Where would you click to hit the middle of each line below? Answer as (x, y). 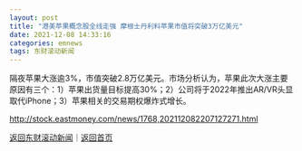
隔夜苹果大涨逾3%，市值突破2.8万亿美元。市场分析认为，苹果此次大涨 (141, 79)
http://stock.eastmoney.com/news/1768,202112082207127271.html (134, 119)
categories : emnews (46, 43)
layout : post (34, 18)
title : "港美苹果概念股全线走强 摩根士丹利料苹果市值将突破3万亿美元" (126, 26)
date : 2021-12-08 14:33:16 (60, 34)
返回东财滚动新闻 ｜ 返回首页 (61, 137)
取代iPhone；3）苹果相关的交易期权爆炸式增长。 (101, 101)
